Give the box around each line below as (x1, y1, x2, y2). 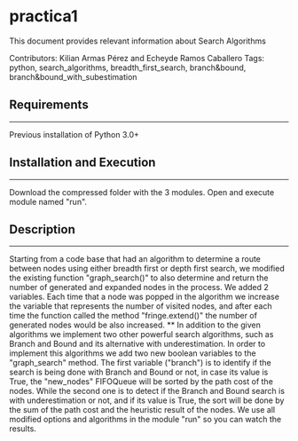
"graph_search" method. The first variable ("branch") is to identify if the (9, 358, 272, 368)
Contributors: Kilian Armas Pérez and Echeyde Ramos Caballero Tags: (9, 52, 264, 63)
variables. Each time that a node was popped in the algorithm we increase (9, 291, 279, 303)
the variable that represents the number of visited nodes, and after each (9, 301, 272, 311)
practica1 (9, 6, 78, 27)
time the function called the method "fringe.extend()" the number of (9, 311, 257, 321)
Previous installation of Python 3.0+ (9, 129, 140, 139)
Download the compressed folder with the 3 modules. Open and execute (9, 186, 275, 197)
